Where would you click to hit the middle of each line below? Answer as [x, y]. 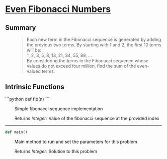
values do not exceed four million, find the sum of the [81, 66]
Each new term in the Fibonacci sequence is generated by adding [94, 39]
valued [34, 71]
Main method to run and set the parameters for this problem [76, 142]
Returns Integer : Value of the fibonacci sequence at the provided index [87, 118]
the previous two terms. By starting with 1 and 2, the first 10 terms [94, 45]
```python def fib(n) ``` [27, 99]
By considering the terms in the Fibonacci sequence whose [87, 61]
